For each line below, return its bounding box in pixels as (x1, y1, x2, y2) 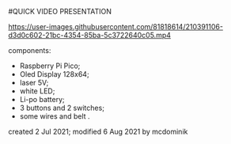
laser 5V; (19, 78, 49, 87)
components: (8, 46, 51, 55)
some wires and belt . (19, 112, 90, 121)
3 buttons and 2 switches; (19, 103, 105, 112)
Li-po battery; (19, 95, 65, 104)
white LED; (19, 86, 55, 96)
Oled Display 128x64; (19, 70, 89, 78)
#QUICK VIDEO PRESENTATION (8, 7, 112, 16)
